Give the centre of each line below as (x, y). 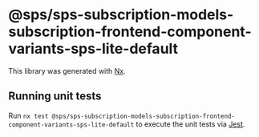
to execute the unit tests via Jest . (190, 124)
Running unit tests (55, 97)
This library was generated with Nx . (67, 71)
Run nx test (28, 115)
